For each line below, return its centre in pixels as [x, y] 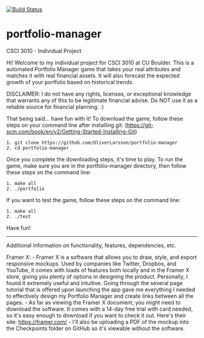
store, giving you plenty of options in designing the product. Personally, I [97, 276]
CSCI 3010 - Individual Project [44, 51]
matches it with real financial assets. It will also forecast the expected [93, 76]
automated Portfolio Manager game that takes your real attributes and [93, 69]
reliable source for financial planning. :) [55, 107]
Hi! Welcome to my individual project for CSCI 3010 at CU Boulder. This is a [100, 62]
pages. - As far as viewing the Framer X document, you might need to [93, 302]
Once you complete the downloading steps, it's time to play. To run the [95, 159]
